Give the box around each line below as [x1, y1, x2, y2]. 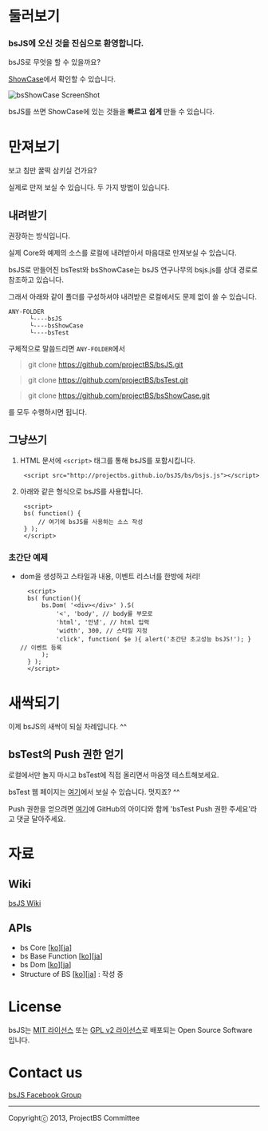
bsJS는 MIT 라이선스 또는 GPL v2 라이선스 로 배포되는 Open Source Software [8, 1025, 253, 1034]
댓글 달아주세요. [16, 814, 66, 823]
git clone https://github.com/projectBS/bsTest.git [27, 375, 189, 385]
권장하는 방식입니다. [8, 231, 70, 240]
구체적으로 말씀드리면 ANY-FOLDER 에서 [8, 344, 126, 354]
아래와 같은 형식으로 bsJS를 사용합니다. [19, 486, 144, 496]
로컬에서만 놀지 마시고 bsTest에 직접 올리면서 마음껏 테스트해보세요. [8, 770, 219, 780]
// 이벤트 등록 [19, 644, 62, 652]
